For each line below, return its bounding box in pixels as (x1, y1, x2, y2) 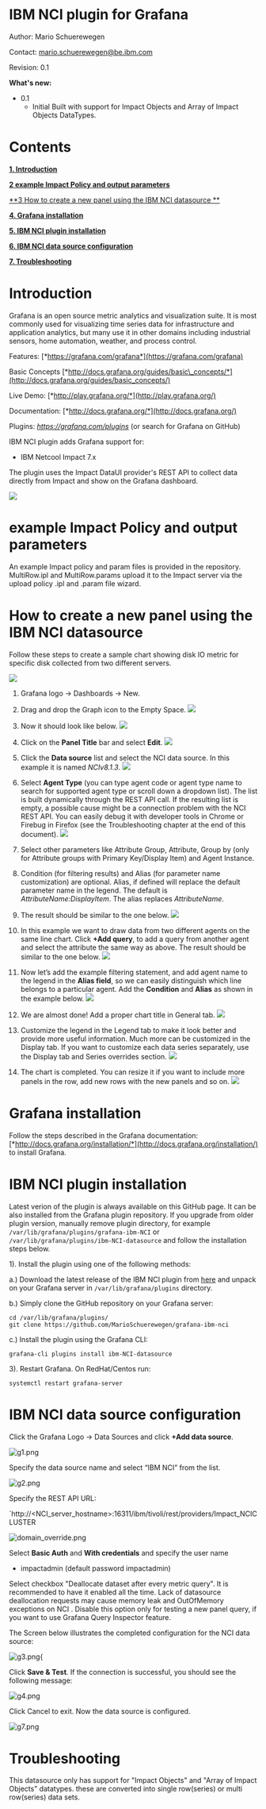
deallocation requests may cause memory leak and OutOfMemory (9, 1595, 224, 1605)
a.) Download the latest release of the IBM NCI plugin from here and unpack (9, 1275, 256, 1284)
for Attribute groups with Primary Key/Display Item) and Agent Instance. (20, 853, 255, 862)
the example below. (20, 993, 85, 1003)
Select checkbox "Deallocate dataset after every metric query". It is (9, 1579, 229, 1588)
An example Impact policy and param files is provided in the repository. (9, 561, 241, 571)
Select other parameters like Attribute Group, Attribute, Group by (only (20, 844, 250, 854)
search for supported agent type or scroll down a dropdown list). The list (20, 786, 258, 796)
